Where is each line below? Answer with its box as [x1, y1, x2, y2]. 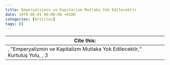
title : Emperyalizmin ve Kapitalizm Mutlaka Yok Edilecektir [5, 7, 137, 12]
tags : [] [5, 21, 24, 26]
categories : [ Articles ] [5, 16, 56, 21]
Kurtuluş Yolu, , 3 [8, 52, 48, 59]
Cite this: [74, 37, 96, 44]
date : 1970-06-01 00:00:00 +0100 [5, 12, 76, 17]
